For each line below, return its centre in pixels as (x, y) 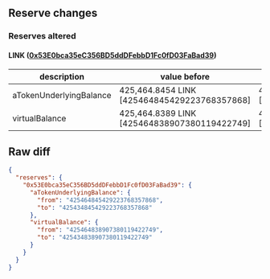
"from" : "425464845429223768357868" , (100, 200)
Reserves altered (42, 36)
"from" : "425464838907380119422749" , (100, 230)
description (61, 76)
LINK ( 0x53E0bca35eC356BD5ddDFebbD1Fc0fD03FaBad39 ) (112, 55)
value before (185, 76)
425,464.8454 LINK (158, 90)
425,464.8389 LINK (158, 113)
